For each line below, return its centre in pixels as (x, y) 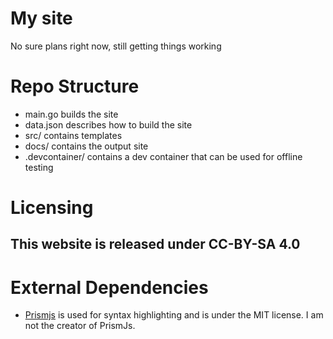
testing (39, 167)
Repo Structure (75, 86)
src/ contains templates (73, 135)
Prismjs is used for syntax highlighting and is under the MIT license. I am (174, 315)
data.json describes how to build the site (108, 124)
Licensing (52, 208)
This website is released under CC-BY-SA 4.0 (155, 244)
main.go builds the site (71, 114)
